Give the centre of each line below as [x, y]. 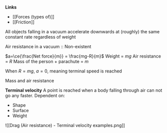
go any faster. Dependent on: [35, 96]
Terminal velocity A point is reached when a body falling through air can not [84, 90]
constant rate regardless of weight [41, 37]
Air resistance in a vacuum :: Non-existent [48, 46]
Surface [20, 110]
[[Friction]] [23, 22]
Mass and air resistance [30, 81]
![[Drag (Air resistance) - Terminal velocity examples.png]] [65, 125]
